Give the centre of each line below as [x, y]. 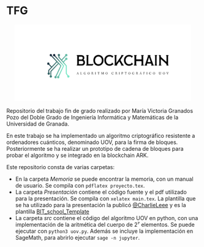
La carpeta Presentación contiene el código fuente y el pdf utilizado [101, 192]
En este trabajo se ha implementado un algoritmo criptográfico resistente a [101, 135]
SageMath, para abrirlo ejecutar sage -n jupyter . [77, 237]
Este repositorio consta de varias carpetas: [61, 167]
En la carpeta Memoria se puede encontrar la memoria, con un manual [104, 179]
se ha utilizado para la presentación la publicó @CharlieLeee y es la [100, 205]
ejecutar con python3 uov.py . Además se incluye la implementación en [104, 231]
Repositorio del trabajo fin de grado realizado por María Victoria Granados [100, 110]
